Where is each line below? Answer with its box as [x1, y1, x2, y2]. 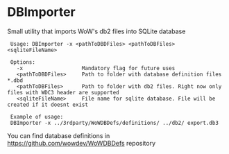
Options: [10, 58, 36, 66]
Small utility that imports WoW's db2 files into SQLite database [7, 27, 186, 35]
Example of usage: [10, 113, 64, 120]
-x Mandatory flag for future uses [16, 65, 176, 71]
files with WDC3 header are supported [7, 89, 119, 96]
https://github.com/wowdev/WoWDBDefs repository [7, 139, 156, 147]
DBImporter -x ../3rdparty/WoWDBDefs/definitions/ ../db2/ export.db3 [10, 119, 219, 126]
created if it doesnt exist [7, 101, 89, 108]
